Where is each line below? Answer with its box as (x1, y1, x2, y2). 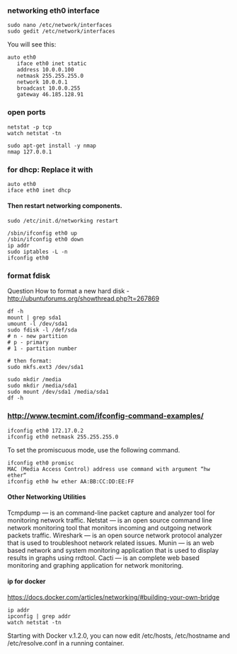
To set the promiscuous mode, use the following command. (7, 445, 180, 454)
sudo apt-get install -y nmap (7, 142, 97, 149)
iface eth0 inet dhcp (7, 187, 71, 194)
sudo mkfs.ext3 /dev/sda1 (7, 363, 83, 371)
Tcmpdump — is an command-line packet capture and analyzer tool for (7, 508, 216, 517)
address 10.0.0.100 (16, 66, 74, 74)
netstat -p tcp (7, 123, 52, 131)
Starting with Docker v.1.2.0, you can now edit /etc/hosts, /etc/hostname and (7, 631, 231, 640)
